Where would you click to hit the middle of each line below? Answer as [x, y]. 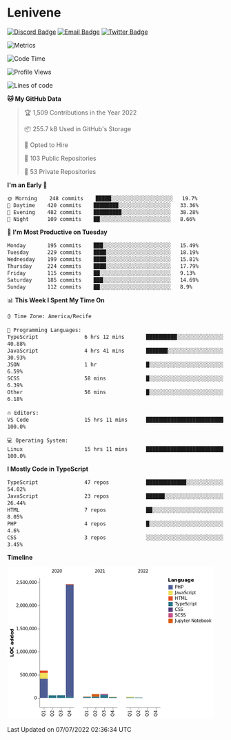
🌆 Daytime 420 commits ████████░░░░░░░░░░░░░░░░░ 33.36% [103, 205]
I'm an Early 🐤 [27, 185]
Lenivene [34, 13]
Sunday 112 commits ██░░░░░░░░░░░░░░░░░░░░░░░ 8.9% [100, 287]
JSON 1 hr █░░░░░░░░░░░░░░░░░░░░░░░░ [115, 364]
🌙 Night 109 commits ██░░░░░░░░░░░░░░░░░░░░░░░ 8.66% [101, 219]
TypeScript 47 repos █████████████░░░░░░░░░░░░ [115, 482]
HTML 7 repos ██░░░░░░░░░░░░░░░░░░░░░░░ [115, 510]
